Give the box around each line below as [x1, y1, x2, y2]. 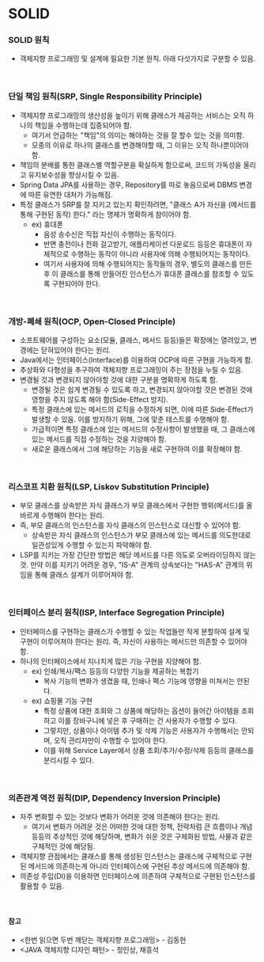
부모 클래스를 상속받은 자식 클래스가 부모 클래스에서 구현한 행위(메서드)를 [19, 500, 245, 511]
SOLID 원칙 [8, 35, 50, 46]
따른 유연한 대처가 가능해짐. [28, 189, 113, 199]
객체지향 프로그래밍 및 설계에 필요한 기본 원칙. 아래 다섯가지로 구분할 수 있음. [19, 54, 256, 63]
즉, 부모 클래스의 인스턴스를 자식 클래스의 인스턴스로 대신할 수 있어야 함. [19, 520, 241, 530]
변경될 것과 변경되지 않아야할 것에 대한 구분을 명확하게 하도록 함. [19, 375, 218, 385]
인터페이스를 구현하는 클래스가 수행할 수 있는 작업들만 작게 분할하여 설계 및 [19, 626, 251, 636]
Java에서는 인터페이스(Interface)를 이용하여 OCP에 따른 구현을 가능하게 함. [19, 356, 254, 365]
